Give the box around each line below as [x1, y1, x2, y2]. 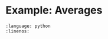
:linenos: [5, 28, 30, 34]
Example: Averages [5, 4, 103, 17]
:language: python [5, 23, 51, 29]
